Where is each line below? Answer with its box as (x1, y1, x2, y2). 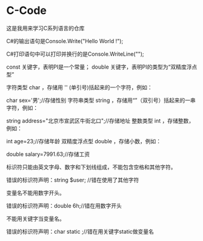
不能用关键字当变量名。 (6, 215, 65, 222)
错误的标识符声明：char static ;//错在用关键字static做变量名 (6, 228, 155, 235)
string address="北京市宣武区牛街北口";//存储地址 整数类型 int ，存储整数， (6, 117, 195, 124)
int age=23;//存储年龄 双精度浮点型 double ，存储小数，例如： (6, 137, 162, 144)
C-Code (6, 4, 47, 18)
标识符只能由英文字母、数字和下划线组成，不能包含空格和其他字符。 (6, 163, 176, 171)
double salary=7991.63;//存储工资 (6, 150, 90, 158)
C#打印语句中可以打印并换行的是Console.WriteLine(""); (6, 50, 144, 58)
